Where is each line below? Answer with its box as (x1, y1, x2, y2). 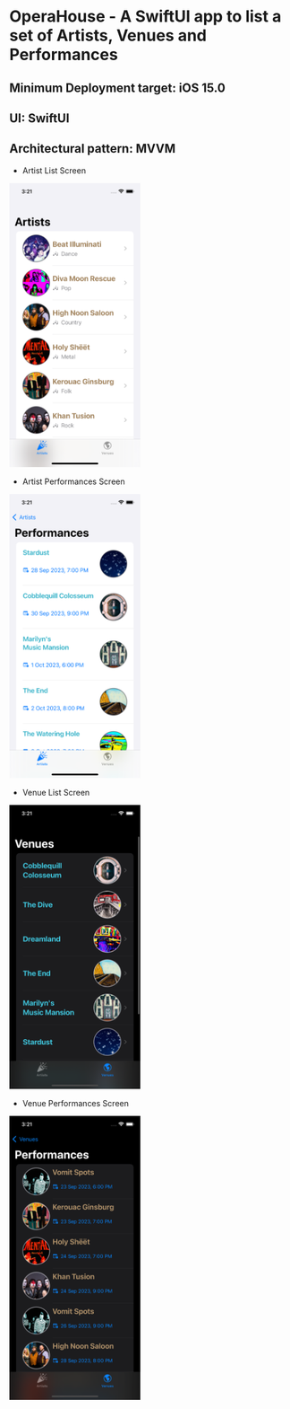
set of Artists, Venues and (9, 25, 208, 46)
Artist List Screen (21, 164, 87, 176)
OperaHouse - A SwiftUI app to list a (9, 6, 282, 27)
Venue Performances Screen (21, 1097, 130, 1108)
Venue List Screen (21, 787, 90, 797)
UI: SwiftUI (9, 110, 70, 126)
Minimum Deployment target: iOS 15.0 (9, 80, 226, 95)
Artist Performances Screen (21, 476, 125, 487)
